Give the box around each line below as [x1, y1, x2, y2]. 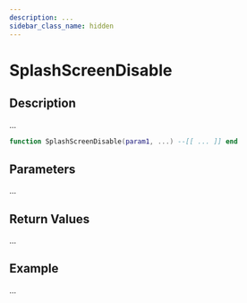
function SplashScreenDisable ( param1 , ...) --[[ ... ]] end [9, 136, 239, 146]
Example [9, 261, 59, 276]
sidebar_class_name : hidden [9, 22, 115, 30]
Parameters [9, 161, 76, 177]
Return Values [9, 212, 90, 227]
